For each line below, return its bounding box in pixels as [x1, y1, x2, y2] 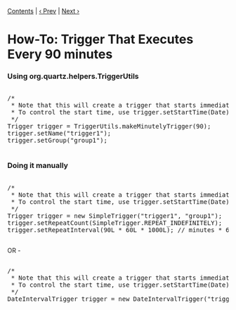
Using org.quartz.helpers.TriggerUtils [7, 72, 139, 82]
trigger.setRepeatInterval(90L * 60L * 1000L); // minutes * [7, 226, 223, 234]
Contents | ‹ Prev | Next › [7, 7, 79, 15]
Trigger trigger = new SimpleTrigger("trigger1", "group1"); [7, 212, 223, 220]
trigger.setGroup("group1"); [7, 136, 107, 145]
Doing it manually [7, 161, 69, 171]
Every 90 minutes [7, 46, 113, 63]
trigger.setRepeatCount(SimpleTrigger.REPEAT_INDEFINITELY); [7, 219, 223, 227]
